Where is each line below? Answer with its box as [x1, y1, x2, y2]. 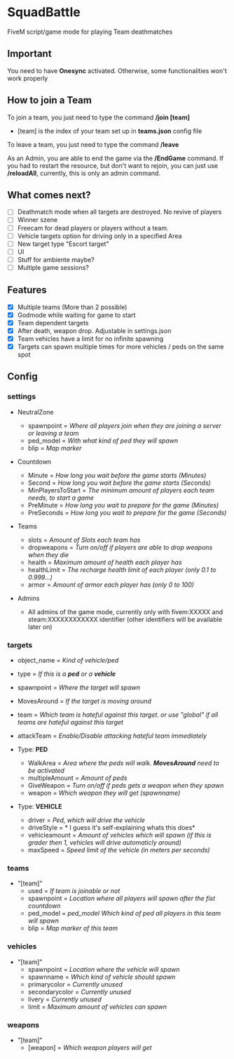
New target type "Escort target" [17, 240, 109, 248]
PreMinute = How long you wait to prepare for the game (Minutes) [27, 500, 219, 509]
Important [7, 48, 52, 60]
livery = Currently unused [27, 995, 102, 1003]
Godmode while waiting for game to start [17, 311, 136, 319]
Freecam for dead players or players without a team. [17, 223, 169, 232]
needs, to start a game [27, 493, 95, 502]
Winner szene [17, 216, 58, 224]
